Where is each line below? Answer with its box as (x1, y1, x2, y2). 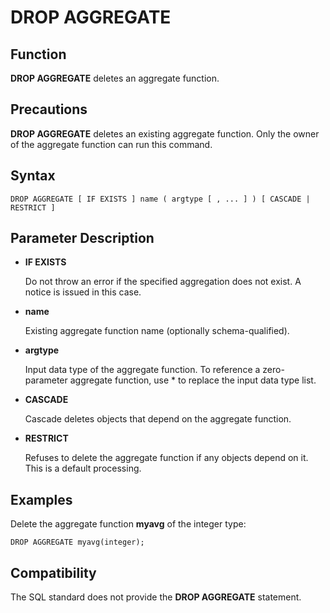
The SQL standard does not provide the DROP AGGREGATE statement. (10, 591, 302, 603)
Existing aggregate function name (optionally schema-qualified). (24, 325, 290, 337)
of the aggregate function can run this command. (10, 138, 213, 150)
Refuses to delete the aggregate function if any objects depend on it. (24, 452, 309, 464)
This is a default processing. (24, 462, 142, 475)
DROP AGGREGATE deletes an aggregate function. (10, 72, 220, 84)
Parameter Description (10, 230, 155, 247)
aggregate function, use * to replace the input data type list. (69, 374, 317, 386)
